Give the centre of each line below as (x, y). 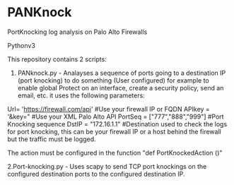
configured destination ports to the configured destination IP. (96, 174)
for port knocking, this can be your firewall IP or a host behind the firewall (114, 131)
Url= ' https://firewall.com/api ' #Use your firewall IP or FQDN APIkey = (109, 109)
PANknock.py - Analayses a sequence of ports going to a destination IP (122, 73)
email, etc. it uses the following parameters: (81, 95)
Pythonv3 (21, 45)
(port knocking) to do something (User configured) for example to (113, 80)
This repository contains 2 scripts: (57, 59)
